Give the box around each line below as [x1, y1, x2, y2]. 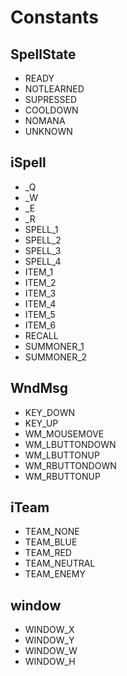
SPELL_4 [24, 255, 62, 267]
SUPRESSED [24, 94, 78, 105]
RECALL [24, 329, 59, 341]
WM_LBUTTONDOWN [24, 438, 117, 450]
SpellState [10, 46, 77, 63]
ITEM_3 [24, 287, 57, 299]
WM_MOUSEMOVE [24, 427, 105, 440]
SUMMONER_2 [24, 351, 88, 363]
